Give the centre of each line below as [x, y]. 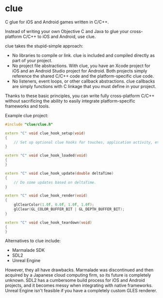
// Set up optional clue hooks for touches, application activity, [83, 142]
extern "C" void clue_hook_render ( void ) [47, 196]
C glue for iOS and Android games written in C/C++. [57, 22]
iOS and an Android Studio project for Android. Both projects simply [80, 70]
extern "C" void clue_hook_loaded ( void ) [47, 156]
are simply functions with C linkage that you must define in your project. [84, 86]
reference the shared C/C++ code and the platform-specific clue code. [83, 76]
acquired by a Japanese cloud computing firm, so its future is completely [78, 275]
